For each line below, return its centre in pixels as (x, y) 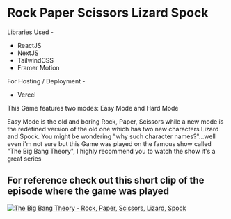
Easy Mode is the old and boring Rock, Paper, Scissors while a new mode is (115, 121)
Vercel (26, 95)
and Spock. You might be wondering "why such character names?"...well (111, 136)
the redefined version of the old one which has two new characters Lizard (113, 129)
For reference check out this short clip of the (106, 180)
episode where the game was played (88, 192)
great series (24, 159)
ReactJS (29, 45)
